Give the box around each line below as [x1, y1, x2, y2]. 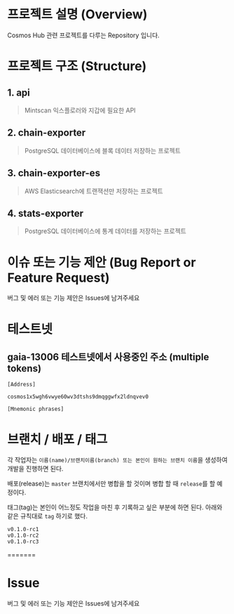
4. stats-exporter [7, 207, 84, 219]
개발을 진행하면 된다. [7, 464, 64, 473]
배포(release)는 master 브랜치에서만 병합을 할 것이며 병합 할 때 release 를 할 [7, 479, 216, 488]
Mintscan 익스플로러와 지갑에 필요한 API [24, 106, 136, 115]
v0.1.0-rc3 [7, 538, 39, 545]
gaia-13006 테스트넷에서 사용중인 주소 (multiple [7, 351, 209, 362]
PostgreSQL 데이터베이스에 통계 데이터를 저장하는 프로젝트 [24, 227, 187, 235]
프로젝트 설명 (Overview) [7, 6, 148, 22]
